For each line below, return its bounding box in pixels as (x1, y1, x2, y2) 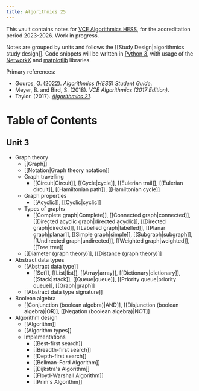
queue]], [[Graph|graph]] (33, 282, 95, 289)
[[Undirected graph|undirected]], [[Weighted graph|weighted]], (33, 237, 190, 244)
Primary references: (6, 68, 56, 75)
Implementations (24, 333, 66, 340)
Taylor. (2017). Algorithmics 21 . (14, 92, 92, 100)
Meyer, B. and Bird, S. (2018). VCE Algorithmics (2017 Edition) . (14, 86, 169, 94)
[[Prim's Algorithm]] (33, 378, 83, 385)
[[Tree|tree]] (33, 243, 65, 250)
